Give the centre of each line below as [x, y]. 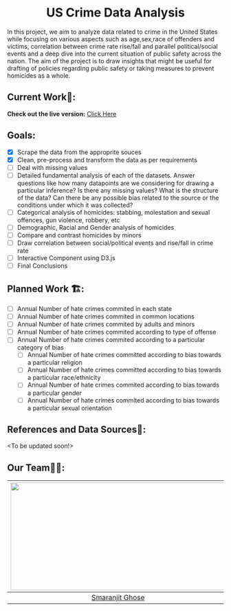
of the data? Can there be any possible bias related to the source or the [118, 197]
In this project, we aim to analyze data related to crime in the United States [112, 32]
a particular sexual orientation [69, 408]
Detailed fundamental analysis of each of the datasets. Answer [106, 175]
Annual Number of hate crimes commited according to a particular [111, 340]
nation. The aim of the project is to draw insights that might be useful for [109, 61]
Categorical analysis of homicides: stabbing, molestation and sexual [113, 212]
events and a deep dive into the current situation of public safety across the [114, 54]
